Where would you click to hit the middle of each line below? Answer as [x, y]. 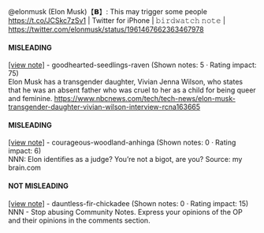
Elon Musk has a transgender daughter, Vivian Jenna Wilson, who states [125, 82]
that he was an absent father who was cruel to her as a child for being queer [132, 90]
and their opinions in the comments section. [80, 220]
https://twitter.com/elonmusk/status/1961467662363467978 [106, 29]
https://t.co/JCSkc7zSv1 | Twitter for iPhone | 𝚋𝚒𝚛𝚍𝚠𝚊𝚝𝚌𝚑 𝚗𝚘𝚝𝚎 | [117, 21]
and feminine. [30, 99]
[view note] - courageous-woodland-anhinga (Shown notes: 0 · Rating [122, 143]
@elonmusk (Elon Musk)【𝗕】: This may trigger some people [108, 11]
